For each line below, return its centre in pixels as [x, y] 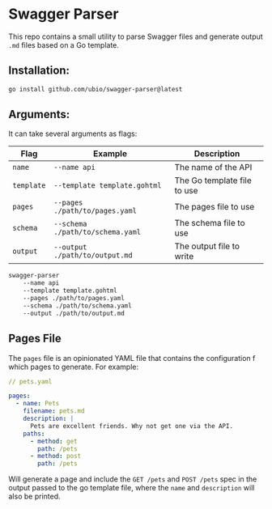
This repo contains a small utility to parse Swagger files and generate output [136, 36]
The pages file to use [215, 207]
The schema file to [210, 223]
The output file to [207, 246]
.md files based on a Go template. [64, 45]
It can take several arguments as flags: [73, 134]
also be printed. [34, 496]
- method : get [54, 441]
